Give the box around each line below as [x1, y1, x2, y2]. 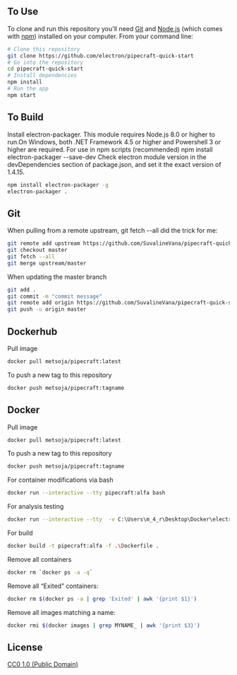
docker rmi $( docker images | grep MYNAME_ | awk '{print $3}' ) [7, 622, 200, 629]
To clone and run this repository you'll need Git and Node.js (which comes [7, 24, 223, 33]
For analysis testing [7, 502, 64, 511]
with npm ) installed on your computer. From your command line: [7, 32, 194, 40]
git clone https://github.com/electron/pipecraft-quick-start [7, 52, 194, 59]
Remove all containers [7, 555, 72, 563]
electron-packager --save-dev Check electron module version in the [7, 152, 207, 161]
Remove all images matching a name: [7, 608, 116, 616]
